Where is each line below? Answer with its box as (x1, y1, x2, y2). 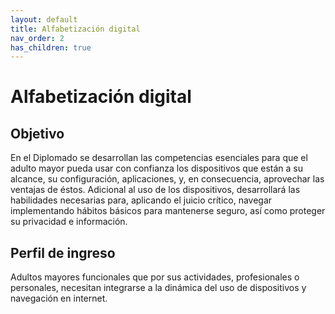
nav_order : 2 (10, 33, 65, 43)
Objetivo (10, 125, 65, 142)
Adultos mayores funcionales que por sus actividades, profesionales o (10, 271, 300, 283)
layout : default (10, 14, 78, 25)
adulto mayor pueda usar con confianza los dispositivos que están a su (10, 162, 304, 175)
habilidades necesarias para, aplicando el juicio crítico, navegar (10, 194, 273, 206)
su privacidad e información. (10, 216, 128, 228)
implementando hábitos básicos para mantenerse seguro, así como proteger (10, 205, 326, 217)
